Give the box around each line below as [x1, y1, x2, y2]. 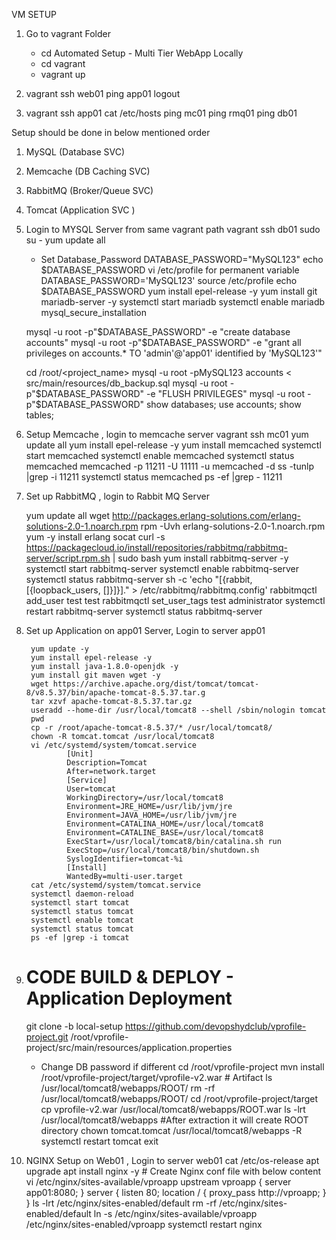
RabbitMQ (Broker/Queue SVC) [25, 185, 154, 196]
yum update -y [30, 644, 90, 654]
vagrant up [40, 69, 86, 80]
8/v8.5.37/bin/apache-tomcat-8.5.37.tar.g [25, 688, 206, 698]
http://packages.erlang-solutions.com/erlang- [112, 510, 302, 521]
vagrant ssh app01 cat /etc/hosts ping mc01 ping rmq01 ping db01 [25, 107, 298, 119]
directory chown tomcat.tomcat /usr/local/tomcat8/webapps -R [40, 1124, 303, 1136]
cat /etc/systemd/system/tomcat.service [30, 880, 202, 890]
